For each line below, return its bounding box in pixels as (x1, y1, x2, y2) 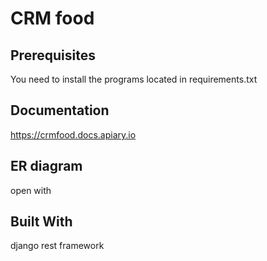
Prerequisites (10, 47, 96, 64)
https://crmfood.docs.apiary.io (10, 128, 137, 141)
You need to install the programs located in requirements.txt (10, 73, 258, 85)
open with (10, 184, 52, 196)
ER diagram (10, 158, 83, 175)
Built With (10, 213, 73, 231)
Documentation (10, 102, 110, 119)
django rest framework (10, 240, 105, 252)
